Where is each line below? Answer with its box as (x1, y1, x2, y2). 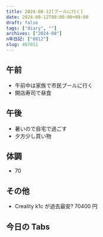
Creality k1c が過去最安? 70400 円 (14, 203, 98, 210)
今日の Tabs (6, 222, 50, 232)
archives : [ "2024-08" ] (6, 31, 62, 37)
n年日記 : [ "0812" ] (6, 36, 49, 42)
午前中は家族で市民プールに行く (14, 82, 93, 89)
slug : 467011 (6, 42, 38, 48)
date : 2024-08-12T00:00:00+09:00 (6, 14, 89, 20)
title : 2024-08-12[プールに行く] (6, 8, 83, 15)
